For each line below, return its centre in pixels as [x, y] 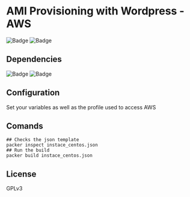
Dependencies [34, 59]
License [21, 174]
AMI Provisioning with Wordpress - [95, 11]
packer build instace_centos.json [50, 156]
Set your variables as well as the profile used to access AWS [81, 107]
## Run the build [28, 150]
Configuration [33, 93]
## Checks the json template [43, 140]
